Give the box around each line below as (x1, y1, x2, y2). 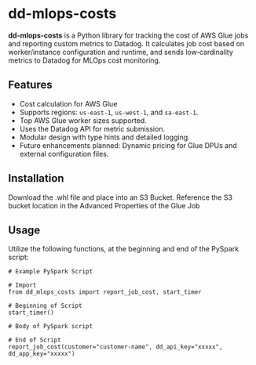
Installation (8, 172, 64, 185)
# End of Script (8, 336, 61, 345)
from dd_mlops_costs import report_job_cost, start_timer (8, 288, 202, 296)
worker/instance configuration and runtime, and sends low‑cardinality (8, 47, 234, 56)
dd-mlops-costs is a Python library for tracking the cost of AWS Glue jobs (8, 31, 249, 40)
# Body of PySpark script (8, 323, 93, 331)
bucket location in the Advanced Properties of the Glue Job (8, 201, 200, 210)
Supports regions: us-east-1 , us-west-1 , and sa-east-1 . (19, 107, 199, 117)
